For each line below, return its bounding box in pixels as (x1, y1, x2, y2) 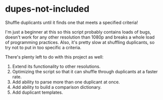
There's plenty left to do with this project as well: (5, 54, 104, 60)
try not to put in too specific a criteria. (5, 44, 81, 50)
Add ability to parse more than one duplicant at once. (12, 79, 120, 85)
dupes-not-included (5, 3, 90, 15)
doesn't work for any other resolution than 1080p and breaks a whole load (5, 34, 155, 40)
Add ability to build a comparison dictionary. (12, 84, 102, 90)
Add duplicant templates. (12, 89, 63, 95)
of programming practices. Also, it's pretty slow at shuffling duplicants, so (5, 39, 155, 45)
